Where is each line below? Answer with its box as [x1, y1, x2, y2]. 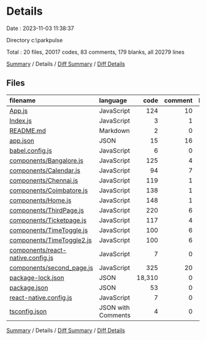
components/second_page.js [9, 263, 93, 272]
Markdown [99, 126, 130, 135]
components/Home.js [9, 196, 72, 205]
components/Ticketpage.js [9, 216, 87, 224]
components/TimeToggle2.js [9, 236, 92, 244]
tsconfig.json [9, 307, 47, 315]
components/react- [9, 246, 67, 254]
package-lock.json [9, 273, 64, 282]
